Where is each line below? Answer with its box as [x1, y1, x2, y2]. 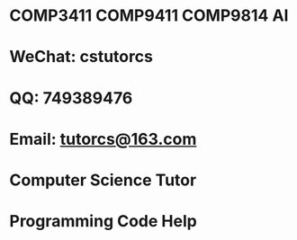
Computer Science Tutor [9, 170, 197, 190]
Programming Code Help [9, 211, 198, 232]
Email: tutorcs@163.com [9, 129, 197, 149]
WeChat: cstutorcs [9, 47, 153, 67]
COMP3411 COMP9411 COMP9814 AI [9, 5, 289, 26]
